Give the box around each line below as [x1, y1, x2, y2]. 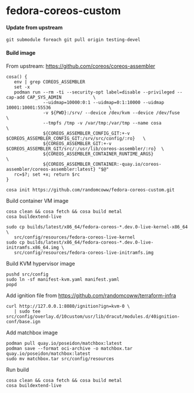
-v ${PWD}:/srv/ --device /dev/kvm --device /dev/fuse [43, 110, 180, 116]
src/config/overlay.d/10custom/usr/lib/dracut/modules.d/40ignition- [6, 313, 180, 320]
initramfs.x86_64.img [6, 244, 59, 250]
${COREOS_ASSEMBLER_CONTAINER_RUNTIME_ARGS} [43, 151, 154, 157]
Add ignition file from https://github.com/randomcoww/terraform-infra [6, 292, 176, 299]
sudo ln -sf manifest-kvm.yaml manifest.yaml [6, 276, 119, 283]
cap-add [6, 94, 25, 100]
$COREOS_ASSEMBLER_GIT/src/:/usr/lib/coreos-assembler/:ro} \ [6, 146, 165, 152]
